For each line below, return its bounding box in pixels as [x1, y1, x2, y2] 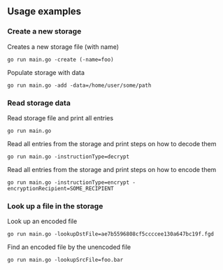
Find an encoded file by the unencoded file [7, 243, 131, 251]
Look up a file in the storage [7, 201, 103, 211]
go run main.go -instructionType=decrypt [7, 153, 130, 160]
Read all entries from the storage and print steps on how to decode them [7, 139, 217, 148]
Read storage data [7, 98, 71, 108]
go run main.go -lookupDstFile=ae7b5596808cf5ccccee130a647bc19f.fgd [7, 231, 215, 238]
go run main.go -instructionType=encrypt [7, 178, 130, 186]
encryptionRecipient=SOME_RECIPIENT [7, 185, 114, 192]
